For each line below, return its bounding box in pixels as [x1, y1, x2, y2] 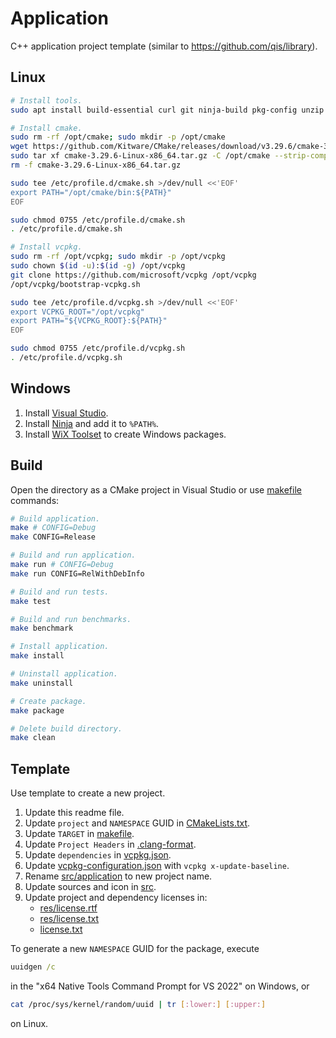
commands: [10, 494, 60, 506]
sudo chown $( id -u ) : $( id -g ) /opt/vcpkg [10, 261, 186, 271]
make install [10, 651, 65, 661]
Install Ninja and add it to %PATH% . [24, 417, 160, 429]
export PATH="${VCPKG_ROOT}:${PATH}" [10, 316, 168, 326]
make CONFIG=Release [10, 532, 97, 542]
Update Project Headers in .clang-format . [24, 838, 197, 851]
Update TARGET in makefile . [24, 828, 135, 840]
